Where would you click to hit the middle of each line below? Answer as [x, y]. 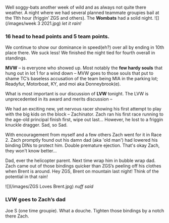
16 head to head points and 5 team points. [58, 36]
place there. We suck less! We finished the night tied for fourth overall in [80, 53]
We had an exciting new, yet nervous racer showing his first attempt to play [83, 109]
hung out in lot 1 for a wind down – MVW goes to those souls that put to [79, 73]
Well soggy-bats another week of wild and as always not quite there [76, 7]
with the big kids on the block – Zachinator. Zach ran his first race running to [84, 114]
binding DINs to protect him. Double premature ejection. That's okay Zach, [82, 145]
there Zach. [17, 216]
